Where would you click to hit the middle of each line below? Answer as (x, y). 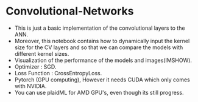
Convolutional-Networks (70, 11)
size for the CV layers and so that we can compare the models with (99, 47)
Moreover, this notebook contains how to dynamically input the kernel (102, 41)
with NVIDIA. (30, 86)
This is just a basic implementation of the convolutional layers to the (100, 28)
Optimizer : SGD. (35, 66)
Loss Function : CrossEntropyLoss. (58, 73)
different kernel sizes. (42, 53)
